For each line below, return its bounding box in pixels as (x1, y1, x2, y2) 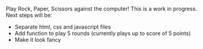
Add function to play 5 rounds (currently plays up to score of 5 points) (14, 30, 191, 37)
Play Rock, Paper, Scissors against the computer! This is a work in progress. (6, 5, 197, 12)
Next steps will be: (6, 11, 53, 19)
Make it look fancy (14, 36, 62, 43)
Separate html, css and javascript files (14, 24, 111, 30)
